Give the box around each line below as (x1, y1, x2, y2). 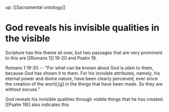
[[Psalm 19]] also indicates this (5, 101, 70, 107)
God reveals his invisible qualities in (5, 22, 160, 33)
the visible (5, 33, 50, 45)
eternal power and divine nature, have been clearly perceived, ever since (5, 76, 158, 82)
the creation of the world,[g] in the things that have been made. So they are (5, 81, 163, 87)
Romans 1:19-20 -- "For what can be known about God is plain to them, (5, 64, 154, 70)
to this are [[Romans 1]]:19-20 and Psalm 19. (5, 55, 97, 61)
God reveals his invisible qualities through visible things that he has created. (5, 96, 164, 102)
